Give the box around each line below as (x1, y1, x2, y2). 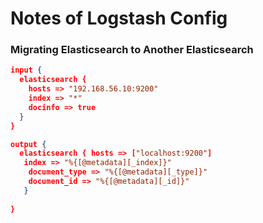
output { (10, 139, 47, 149)
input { (10, 65, 43, 76)
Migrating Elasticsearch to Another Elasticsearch (10, 43, 254, 57)
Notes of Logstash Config (10, 7, 228, 30)
